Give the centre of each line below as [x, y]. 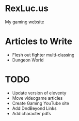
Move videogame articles [37, 98]
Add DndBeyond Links [34, 108]
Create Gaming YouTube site [40, 103]
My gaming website [25, 22]
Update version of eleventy [39, 93]
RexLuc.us [27, 8]
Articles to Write [39, 41]
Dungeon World [28, 60]
